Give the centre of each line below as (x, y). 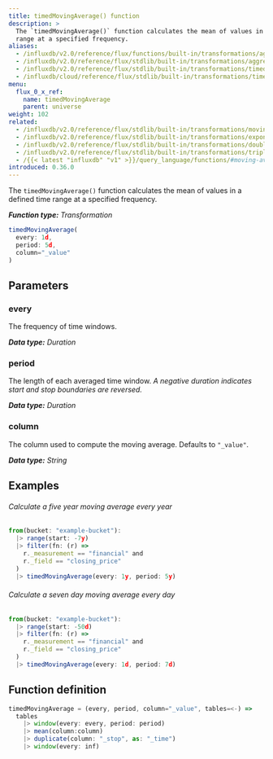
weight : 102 (28, 115)
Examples (34, 486)
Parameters (39, 285)
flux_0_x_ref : (39, 92)
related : (23, 122)
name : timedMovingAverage (67, 99)
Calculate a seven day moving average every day (92, 594)
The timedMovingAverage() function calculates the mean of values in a (125, 191)
